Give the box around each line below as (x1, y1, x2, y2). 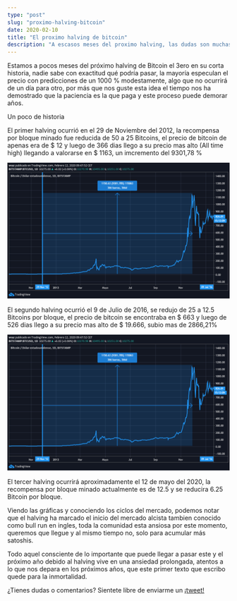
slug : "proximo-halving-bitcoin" (7, 18, 106, 26)
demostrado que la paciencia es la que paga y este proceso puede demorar (7, 92, 228, 100)
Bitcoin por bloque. (7, 492, 63, 501)
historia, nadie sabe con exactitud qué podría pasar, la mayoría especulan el (7, 69, 229, 78)
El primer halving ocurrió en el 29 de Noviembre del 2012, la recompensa (7, 126, 220, 135)
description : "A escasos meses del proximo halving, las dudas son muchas (7, 41, 232, 49)
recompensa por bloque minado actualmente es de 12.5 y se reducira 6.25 (7, 485, 224, 493)
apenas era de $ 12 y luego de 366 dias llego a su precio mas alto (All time (7, 141, 224, 150)
